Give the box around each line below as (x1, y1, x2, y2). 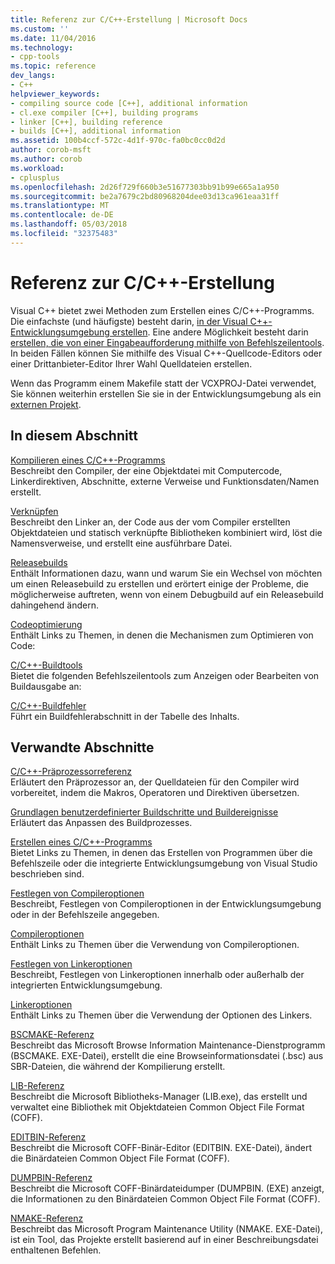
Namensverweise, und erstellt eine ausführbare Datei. (10, 537, 233, 549)
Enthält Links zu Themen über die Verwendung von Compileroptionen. (10, 939, 300, 951)
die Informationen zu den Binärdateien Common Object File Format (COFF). (10, 1193, 321, 1205)
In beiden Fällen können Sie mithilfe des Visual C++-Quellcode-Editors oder (10, 347, 323, 359)
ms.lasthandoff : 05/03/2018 (10, 219, 128, 230)
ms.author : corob (10, 154, 83, 164)
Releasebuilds (10, 556, 68, 568)
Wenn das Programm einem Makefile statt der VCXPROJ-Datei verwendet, (10, 377, 317, 389)
